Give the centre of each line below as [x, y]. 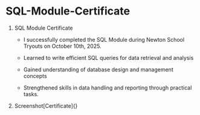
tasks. [31, 94]
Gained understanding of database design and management [98, 69]
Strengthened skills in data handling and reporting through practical [108, 87]
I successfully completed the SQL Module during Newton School [104, 39]
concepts [35, 76]
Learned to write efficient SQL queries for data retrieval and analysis [108, 57]
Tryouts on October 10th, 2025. [62, 46]
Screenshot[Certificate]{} [46, 106]
